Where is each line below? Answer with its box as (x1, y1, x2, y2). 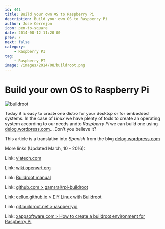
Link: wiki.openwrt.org (5, 165, 51, 171)
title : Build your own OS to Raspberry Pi (5, 12, 94, 17)
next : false (5, 40, 30, 45)
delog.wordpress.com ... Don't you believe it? (5, 126, 97, 132)
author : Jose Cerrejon (5, 21, 52, 26)
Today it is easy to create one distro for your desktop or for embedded (5, 111, 149, 116)
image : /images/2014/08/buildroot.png (5, 63, 85, 68)
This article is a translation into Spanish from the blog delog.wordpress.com (5, 136, 160, 142)
